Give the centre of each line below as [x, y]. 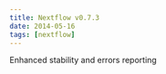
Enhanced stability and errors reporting [83, 60]
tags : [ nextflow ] [42, 34]
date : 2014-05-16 [42, 26]
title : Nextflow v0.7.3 [55, 18]
